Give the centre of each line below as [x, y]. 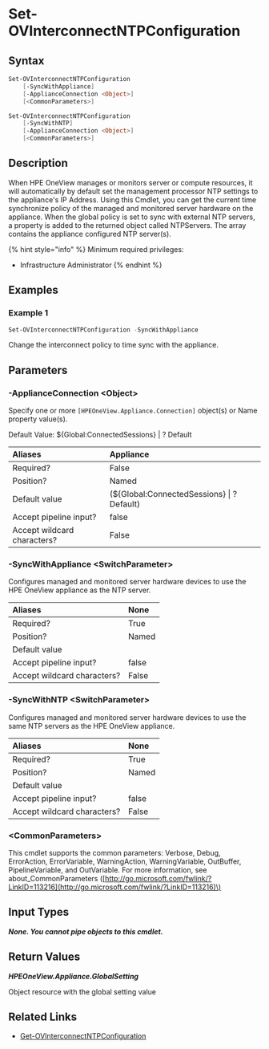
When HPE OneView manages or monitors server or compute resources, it [131, 182]
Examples [33, 290]
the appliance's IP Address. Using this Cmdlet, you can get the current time [132, 199]
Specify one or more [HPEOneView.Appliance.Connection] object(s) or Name [133, 411]
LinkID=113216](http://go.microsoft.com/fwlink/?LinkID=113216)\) [115, 887]
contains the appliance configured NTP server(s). [90, 234]
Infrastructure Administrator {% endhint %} [91, 265]
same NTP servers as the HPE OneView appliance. [92, 726]
